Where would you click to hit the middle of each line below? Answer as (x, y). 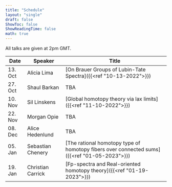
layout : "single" (24, 15)
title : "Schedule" (25, 10)
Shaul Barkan (43, 87)
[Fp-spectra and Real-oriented (103, 164)
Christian (38, 167)
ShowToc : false (21, 24)
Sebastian (39, 146)
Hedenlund (40, 135)
